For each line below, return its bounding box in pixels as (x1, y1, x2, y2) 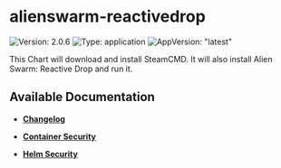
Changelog (22, 113, 66, 124)
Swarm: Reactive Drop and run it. (9, 63, 133, 74)
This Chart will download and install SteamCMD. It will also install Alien (9, 53, 273, 64)
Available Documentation (9, 89, 156, 105)
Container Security (22, 131, 97, 142)
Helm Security (22, 148, 79, 159)
